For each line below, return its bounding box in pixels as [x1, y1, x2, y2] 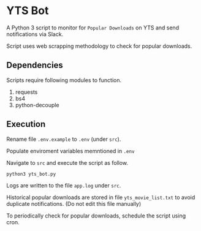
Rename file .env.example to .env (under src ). [6, 135, 121, 143]
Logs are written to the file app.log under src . [6, 182, 121, 189]
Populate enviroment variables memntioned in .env [6, 147, 135, 154]
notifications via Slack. [6, 30, 64, 37]
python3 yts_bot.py [6, 171, 56, 177]
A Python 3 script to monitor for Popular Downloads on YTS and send [6, 24, 180, 31]
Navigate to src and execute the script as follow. [6, 159, 129, 166]
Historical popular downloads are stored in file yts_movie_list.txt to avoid [6, 194, 195, 201]
